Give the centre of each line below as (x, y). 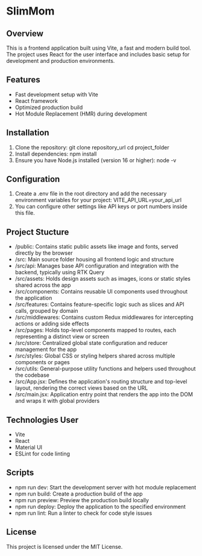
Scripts (20, 473)
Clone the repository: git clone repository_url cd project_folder (92, 147)
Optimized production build (49, 107)
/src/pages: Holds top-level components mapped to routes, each (96, 330)
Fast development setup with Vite (56, 94)
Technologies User (43, 420)
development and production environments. (61, 61)
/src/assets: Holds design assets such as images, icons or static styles (103, 279)
